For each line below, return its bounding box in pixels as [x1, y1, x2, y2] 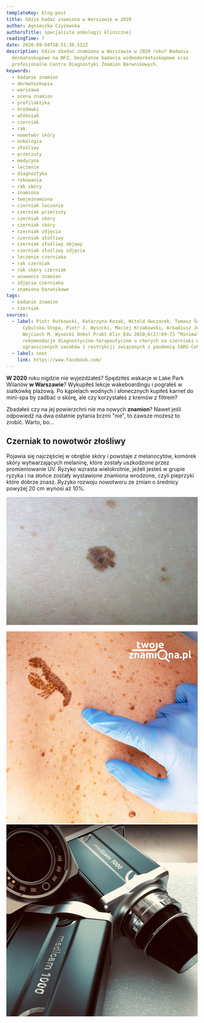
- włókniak [12, 113, 39, 119]
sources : [6, 312, 29, 318]
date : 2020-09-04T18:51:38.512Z [6, 42, 88, 48]
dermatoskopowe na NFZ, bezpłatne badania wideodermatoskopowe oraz [12, 55, 189, 61]
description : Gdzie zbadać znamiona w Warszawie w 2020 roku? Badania [6, 49, 189, 55]
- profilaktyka [12, 100, 50, 106]
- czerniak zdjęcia [12, 228, 61, 235]
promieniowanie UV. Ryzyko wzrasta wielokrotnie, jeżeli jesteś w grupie [6, 465, 185, 472]
